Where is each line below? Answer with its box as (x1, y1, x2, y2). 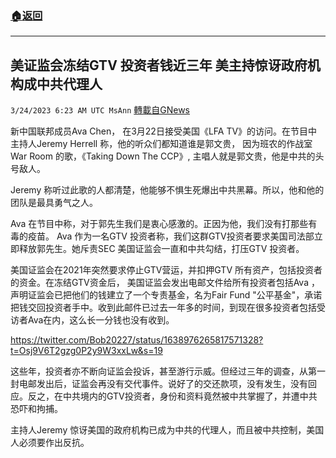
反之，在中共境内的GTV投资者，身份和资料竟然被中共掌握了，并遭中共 (27, 390, 318, 402)
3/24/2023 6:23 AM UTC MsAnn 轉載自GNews (10, 104, 190, 116)
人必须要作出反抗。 (10, 437, 90, 449)
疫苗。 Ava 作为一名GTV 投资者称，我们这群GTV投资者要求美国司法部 (27, 230, 315, 242)
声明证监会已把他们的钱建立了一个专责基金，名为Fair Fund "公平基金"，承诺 (10, 289, 323, 301)
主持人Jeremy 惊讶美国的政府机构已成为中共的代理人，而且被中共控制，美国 (10, 424, 325, 436)
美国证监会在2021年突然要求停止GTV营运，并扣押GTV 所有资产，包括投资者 (10, 264, 323, 276)
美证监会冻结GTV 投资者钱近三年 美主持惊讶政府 (10, 57, 308, 74)
